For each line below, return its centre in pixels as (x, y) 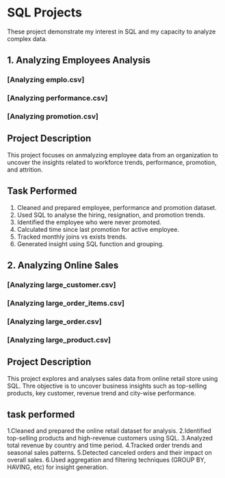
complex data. (27, 38)
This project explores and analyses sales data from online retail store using (112, 378)
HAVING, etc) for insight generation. (58, 467)
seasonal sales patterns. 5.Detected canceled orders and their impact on (109, 453)
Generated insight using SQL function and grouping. (90, 243)
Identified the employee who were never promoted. (89, 222)
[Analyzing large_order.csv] (54, 321)
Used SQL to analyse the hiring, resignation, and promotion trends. (111, 215)
